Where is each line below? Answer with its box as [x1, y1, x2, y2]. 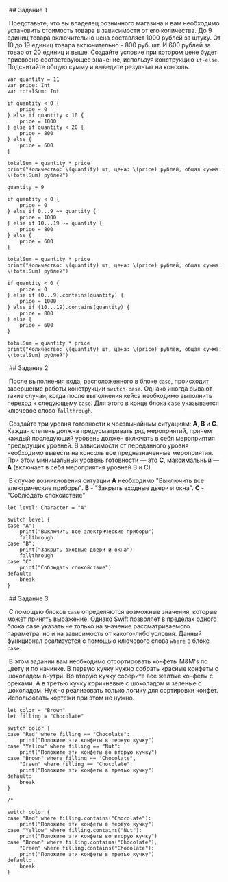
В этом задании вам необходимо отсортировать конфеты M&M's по [8, 657, 208, 665]
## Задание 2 [8, 364, 49, 372]
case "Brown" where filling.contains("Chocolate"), [7, 839, 157, 846]
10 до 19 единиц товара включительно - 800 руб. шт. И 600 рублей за [7, 41, 211, 49]
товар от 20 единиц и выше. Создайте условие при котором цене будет [7, 48, 218, 56]
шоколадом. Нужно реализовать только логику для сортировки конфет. [7, 687, 218, 694]
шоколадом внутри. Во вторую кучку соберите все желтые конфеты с [7, 672, 214, 680]
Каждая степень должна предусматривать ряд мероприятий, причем [7, 427, 212, 434]
